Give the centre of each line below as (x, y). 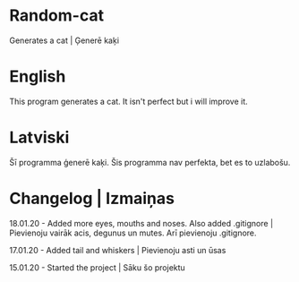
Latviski (39, 137)
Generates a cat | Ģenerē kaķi (64, 40)
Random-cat (57, 16)
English (38, 77)
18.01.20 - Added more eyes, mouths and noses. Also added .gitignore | (141, 223)
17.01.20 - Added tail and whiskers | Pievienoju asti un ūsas (118, 250)
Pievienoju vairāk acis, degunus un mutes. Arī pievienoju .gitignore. (133, 233)
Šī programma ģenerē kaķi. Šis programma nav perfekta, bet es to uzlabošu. (150, 162)
